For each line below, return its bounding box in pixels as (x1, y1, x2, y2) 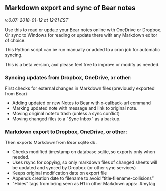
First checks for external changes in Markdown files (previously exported (5, 85, 155, 91)
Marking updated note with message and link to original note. (12, 105, 138, 111)
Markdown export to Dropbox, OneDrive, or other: (5, 128, 127, 135)
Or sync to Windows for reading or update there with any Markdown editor (5, 32, 158, 38)
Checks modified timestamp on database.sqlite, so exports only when (12, 149, 155, 155)
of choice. (5, 37, 26, 43)
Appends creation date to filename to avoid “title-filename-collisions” (12, 175, 154, 181)
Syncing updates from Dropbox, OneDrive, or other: (5, 74, 132, 81)
